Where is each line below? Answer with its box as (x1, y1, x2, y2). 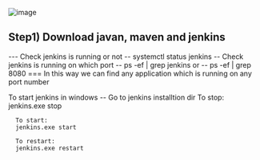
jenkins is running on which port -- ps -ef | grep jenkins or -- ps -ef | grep (8, 60, 252, 69)
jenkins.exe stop (8, 100, 62, 111)
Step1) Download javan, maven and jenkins (8, 30, 226, 44)
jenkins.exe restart (15, 144, 84, 152)
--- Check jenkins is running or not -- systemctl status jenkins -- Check (8, 52, 244, 61)
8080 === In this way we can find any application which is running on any (8, 68, 252, 78)
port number (8, 76, 50, 87)
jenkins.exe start (15, 123, 78, 131)
